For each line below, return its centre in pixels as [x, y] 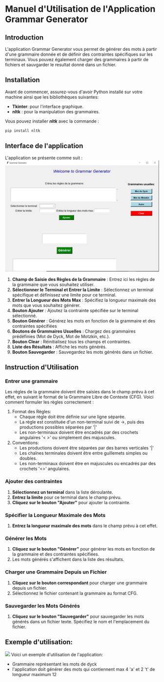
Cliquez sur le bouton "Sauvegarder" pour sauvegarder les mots [78, 616]
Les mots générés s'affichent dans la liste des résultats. [68, 559]
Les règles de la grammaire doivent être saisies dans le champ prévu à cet [80, 392]
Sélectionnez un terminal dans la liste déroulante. [62, 492]
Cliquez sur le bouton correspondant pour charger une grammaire [80, 583]
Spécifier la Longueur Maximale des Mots [55, 515]
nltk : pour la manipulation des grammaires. [56, 111]
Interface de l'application [44, 146]
